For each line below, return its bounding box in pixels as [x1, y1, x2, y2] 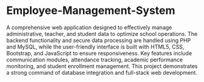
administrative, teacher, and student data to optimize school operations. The [6, 30, 198, 37]
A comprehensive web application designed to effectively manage [6, 24, 172, 31]
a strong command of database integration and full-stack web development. [6, 69, 198, 76]
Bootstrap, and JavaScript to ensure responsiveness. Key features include [6, 49, 192, 56]
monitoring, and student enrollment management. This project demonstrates [6, 62, 198, 70]
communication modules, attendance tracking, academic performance [6, 56, 183, 63]
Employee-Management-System [6, 4, 175, 18]
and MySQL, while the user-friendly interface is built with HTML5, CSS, [6, 43, 185, 50]
